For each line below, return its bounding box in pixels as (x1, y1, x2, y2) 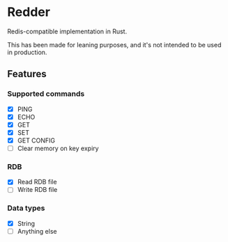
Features (7, 68, 47, 80)
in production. (7, 48, 47, 56)
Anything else (17, 227, 57, 235)
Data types (7, 203, 45, 213)
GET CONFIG (17, 136, 56, 145)
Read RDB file (17, 178, 57, 186)
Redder (7, 4, 51, 20)
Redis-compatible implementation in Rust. (7, 27, 128, 35)
